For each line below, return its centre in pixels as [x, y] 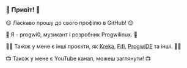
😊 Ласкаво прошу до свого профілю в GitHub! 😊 [70, 23]
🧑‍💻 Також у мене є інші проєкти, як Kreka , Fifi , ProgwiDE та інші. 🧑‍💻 [94, 46]
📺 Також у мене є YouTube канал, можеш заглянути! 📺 [78, 59]
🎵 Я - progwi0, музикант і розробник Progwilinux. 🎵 [72, 35]
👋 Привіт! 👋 [23, 10]
